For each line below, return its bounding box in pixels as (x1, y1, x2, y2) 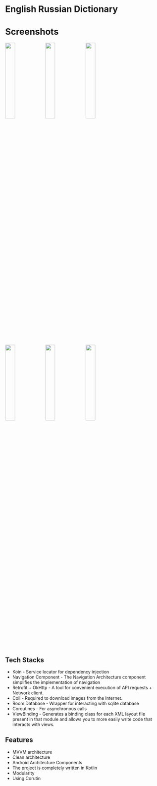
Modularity (12, 770, 35, 776)
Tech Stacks (5, 656, 45, 664)
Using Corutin (12, 775, 41, 781)
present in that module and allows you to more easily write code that (12, 716, 153, 722)
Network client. (12, 690, 44, 696)
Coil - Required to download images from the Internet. (12, 695, 123, 701)
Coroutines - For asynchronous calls (12, 705, 87, 712)
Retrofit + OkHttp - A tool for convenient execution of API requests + (12, 684, 153, 690)
